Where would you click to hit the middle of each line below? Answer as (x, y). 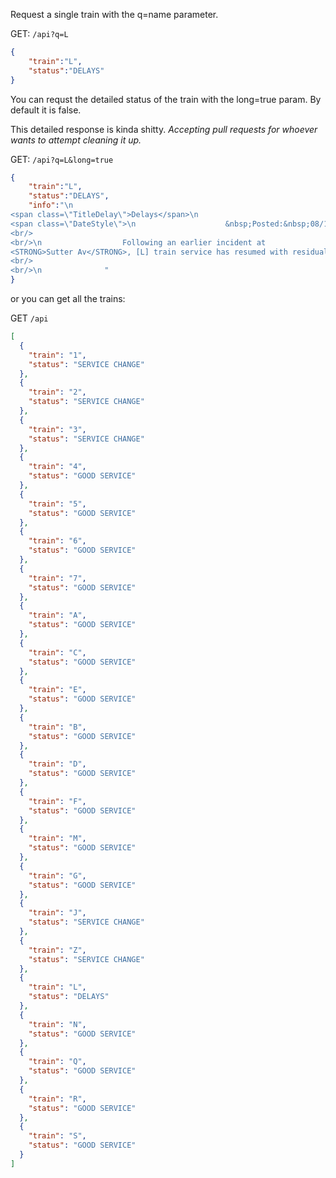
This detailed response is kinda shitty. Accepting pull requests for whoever (164, 129)
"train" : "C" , (57, 652)
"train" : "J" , (57, 913)
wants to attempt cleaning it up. (76, 140)
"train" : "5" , (57, 504)
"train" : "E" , (57, 690)
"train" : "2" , (57, 392)
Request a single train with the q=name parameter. (114, 14)
